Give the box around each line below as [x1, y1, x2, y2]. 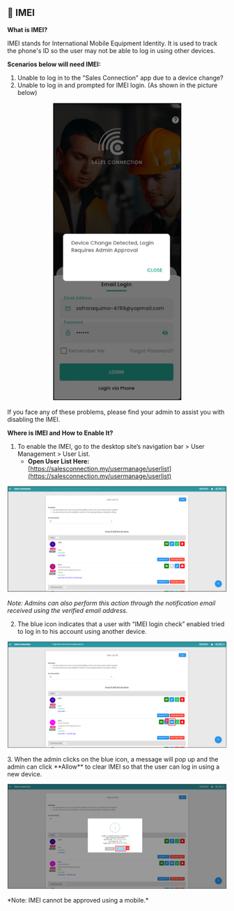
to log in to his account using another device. [17, 628, 148, 636]
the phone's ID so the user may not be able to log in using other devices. [7, 46, 216, 54]
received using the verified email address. [7, 607, 128, 615]
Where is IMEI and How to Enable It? [7, 429, 114, 437]
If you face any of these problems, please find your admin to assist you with [7, 408, 225, 416]
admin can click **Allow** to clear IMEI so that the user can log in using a [7, 762, 220, 771]
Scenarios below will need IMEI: [7, 60, 101, 68]
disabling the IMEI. [7, 415, 61, 423]
